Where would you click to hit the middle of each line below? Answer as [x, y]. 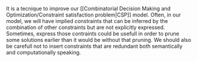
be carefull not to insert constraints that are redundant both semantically [94, 46]
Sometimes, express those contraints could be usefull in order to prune [93, 34]
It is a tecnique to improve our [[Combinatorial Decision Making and [88, 9]
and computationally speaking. [43, 52]
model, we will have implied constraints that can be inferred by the [87, 21]
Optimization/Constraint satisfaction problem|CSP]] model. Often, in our [94, 15]
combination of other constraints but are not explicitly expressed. [86, 27]
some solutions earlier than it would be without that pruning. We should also [98, 40]
